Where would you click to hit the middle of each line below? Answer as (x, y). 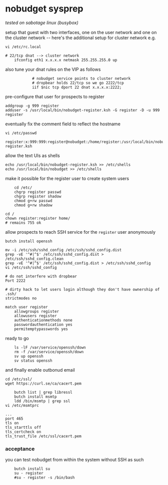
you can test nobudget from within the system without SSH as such (74, 460)
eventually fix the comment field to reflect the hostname (63, 124)
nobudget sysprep (44, 9)
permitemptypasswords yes (41, 329)
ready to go (17, 338)
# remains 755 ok (23, 223)
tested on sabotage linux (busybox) (42, 23)
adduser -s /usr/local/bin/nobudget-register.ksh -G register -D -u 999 (82, 110)
